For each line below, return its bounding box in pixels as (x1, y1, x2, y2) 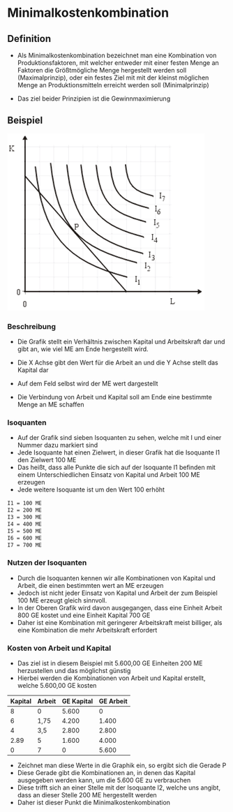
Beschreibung (7, 321, 57, 331)
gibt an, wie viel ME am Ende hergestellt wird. (17, 345, 149, 353)
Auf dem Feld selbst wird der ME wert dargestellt (17, 379, 158, 388)
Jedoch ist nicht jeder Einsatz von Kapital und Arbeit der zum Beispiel (17, 589, 218, 597)
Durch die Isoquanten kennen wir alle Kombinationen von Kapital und (17, 574, 216, 582)
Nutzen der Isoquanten (7, 558, 87, 568)
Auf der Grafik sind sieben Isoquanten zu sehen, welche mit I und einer (17, 434, 222, 442)
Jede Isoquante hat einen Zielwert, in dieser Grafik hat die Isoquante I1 (17, 448, 220, 457)
